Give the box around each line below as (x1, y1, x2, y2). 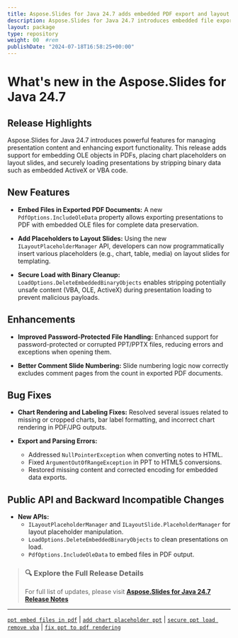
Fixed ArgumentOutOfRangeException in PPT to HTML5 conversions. (28, 458, 222, 466)
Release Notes (24, 595, 69, 603)
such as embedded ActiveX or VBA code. (7, 166, 128, 174)
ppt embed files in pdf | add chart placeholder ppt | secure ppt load (7, 615, 215, 624)
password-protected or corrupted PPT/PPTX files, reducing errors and (17, 340, 224, 348)
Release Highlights (7, 117, 92, 129)
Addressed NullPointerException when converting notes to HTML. (28, 451, 223, 459)
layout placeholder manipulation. (28, 527, 124, 536)
